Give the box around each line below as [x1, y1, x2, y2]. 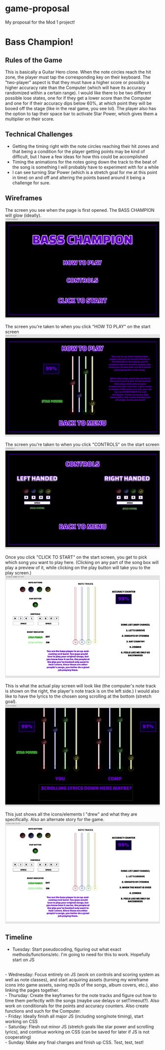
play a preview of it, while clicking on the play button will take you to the [5, 565, 151, 570]
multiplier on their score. [5, 116, 55, 122]
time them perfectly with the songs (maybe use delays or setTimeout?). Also [5, 997, 160, 1003]
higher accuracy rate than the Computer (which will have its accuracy [5, 85, 146, 90]
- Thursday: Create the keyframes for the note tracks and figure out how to [5, 992, 157, 998]
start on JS [12, 957, 35, 963]
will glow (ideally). [5, 212, 42, 218]
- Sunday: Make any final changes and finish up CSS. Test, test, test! [5, 1039, 144, 1045]
